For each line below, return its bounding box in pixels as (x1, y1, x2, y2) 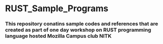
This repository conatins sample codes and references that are (5, 21, 159, 27)
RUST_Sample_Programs (5, 3, 109, 14)
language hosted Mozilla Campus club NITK (5, 33, 112, 40)
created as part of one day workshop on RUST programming (5, 26, 151, 33)
